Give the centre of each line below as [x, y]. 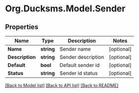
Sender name [75, 49]
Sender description [82, 57]
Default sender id [80, 65]
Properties [22, 27]
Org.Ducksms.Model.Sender [65, 9]
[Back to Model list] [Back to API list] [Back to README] [62, 85]
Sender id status [79, 73]
